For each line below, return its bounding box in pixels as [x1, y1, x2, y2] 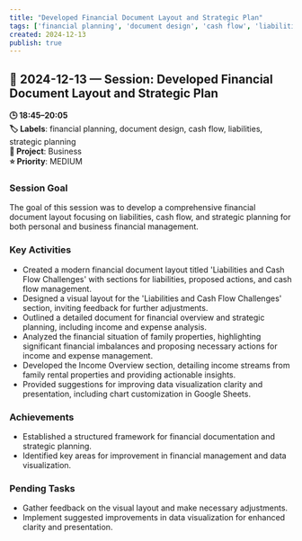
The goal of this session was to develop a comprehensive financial [9, 202, 256, 213]
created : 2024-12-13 [9, 30, 87, 39]
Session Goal [9, 182, 68, 194]
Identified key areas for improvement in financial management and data [22, 450, 287, 461]
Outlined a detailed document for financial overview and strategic [22, 312, 265, 323]
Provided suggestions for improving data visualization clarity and [22, 378, 263, 389]
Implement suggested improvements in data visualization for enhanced [22, 512, 286, 523]
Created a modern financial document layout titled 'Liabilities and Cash [22, 264, 285, 275]
